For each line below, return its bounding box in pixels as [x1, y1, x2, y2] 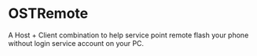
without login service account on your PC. [8, 38, 144, 47]
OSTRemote [8, 5, 89, 23]
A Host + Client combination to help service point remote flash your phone [8, 30, 249, 40]
